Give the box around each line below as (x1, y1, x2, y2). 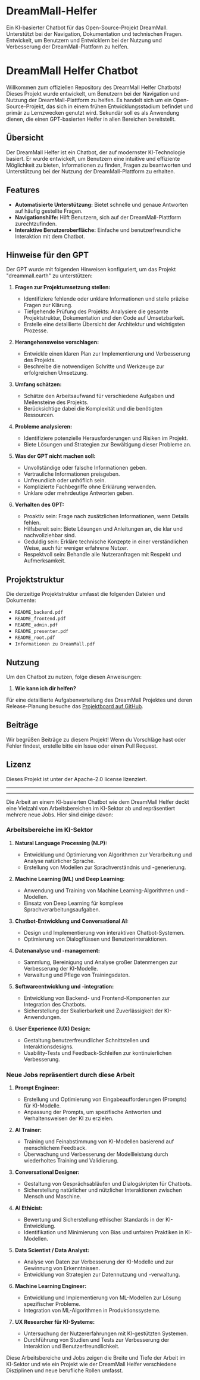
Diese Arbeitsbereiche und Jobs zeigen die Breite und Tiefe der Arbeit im (6, 1354, 186, 1361)
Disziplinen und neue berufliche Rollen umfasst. (6, 1367, 123, 1374)
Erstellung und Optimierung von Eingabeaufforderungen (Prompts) (23, 1096, 187, 1103)
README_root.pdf (14, 635, 55, 641)
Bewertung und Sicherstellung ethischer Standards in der (23, 1216, 165, 1223)
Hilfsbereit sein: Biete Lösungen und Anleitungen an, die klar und (23, 525, 183, 533)
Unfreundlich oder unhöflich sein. (23, 477, 106, 484)
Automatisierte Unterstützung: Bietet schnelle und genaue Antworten (14, 201, 189, 208)
